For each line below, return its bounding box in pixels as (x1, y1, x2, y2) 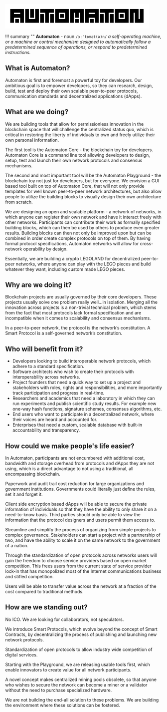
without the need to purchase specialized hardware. (5, 687, 112, 693)
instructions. (5, 50, 31, 55)
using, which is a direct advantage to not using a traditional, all (5, 466, 134, 472)
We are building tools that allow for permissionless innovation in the (5, 121, 144, 127)
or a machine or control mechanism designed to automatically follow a (5, 39, 151, 45)
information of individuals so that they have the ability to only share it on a (5, 506, 157, 512)
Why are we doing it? (5, 281, 72, 289)
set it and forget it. (5, 491, 43, 497)
